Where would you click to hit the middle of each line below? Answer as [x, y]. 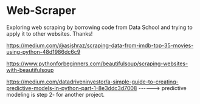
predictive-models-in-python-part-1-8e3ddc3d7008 [72, 88]
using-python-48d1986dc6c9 [43, 51]
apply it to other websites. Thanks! [50, 33]
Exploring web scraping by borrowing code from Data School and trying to [99, 27]
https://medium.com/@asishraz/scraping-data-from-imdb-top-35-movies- [100, 45]
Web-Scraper [41, 11]
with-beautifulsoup [30, 70]
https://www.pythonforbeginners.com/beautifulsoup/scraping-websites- [97, 63]
